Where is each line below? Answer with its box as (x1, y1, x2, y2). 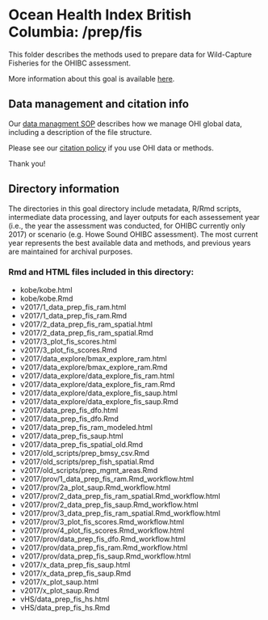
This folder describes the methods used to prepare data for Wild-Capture (8, 49, 253, 59)
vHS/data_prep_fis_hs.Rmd (19, 602, 111, 612)
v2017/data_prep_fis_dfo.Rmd (19, 414, 119, 424)
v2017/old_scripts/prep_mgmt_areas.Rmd (19, 465, 158, 474)
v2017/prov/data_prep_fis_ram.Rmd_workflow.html (19, 542, 188, 552)
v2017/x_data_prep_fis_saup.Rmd (19, 568, 132, 578)
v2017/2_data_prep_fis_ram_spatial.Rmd (19, 327, 153, 337)
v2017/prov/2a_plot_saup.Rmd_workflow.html (19, 483, 171, 492)
